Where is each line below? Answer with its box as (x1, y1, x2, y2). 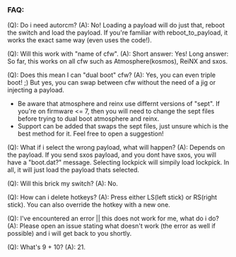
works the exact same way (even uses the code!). (7, 36, 152, 44)
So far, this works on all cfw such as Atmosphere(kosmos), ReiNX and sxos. (7, 57, 228, 66)
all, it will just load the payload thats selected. (7, 166, 140, 174)
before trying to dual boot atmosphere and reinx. (17, 114, 160, 123)
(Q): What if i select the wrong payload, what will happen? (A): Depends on (7, 143, 225, 152)
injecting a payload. (7, 86, 65, 95)
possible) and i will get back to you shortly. (7, 229, 132, 238)
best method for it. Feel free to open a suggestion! (17, 129, 164, 138)
